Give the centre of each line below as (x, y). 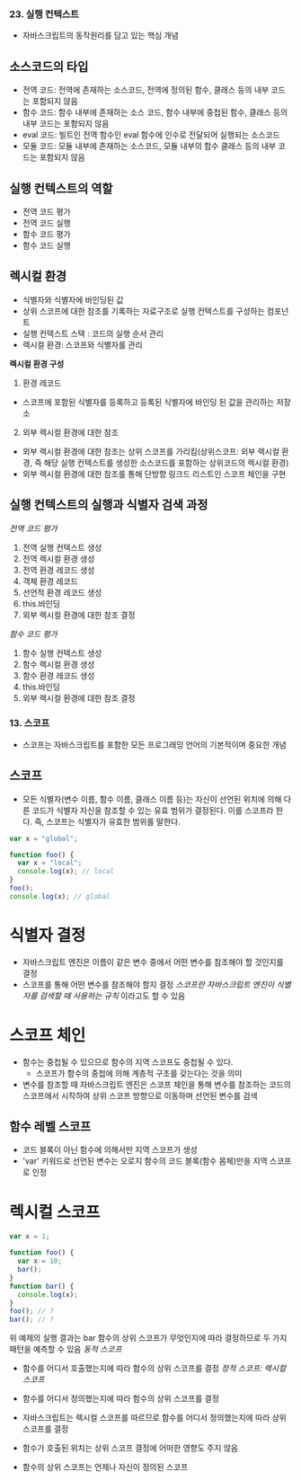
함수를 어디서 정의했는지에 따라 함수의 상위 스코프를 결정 (121, 1398)
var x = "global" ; (44, 838)
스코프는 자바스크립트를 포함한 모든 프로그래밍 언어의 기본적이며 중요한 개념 (155, 744)
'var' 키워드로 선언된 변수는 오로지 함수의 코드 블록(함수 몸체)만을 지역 (145, 1161)
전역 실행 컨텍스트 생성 (62, 547)
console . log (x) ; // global (60, 896)
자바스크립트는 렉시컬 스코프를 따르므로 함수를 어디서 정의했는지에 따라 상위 (155, 1418)
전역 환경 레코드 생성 (58, 570)
